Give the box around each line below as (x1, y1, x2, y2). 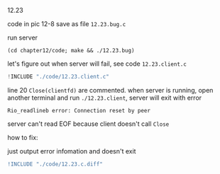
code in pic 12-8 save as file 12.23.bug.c (7, 20, 126, 28)
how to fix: (7, 133, 38, 141)
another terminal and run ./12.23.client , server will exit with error (7, 93, 202, 102)
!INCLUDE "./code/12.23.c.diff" (7, 161, 103, 168)
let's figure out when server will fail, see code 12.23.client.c (7, 59, 187, 68)
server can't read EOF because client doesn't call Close (7, 120, 170, 128)
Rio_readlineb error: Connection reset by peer (7, 107, 151, 114)
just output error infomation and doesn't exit (7, 146, 136, 155)
